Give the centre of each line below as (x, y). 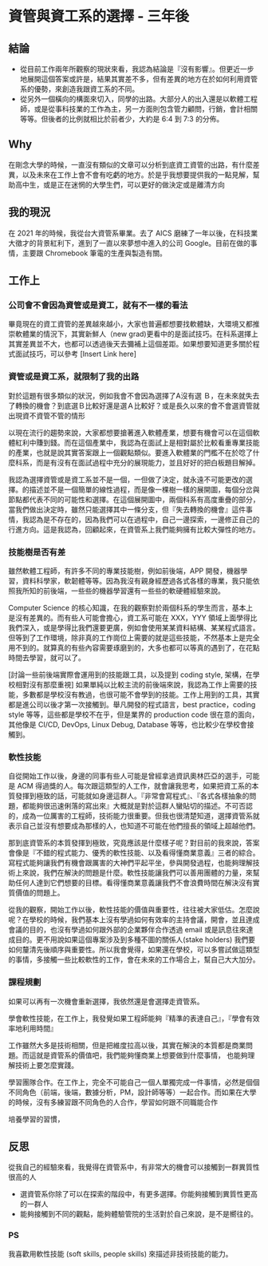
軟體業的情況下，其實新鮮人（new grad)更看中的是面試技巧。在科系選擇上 (136, 334)
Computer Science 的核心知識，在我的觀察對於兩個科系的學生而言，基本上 (131, 607)
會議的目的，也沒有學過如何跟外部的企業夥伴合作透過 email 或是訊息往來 (127, 930)
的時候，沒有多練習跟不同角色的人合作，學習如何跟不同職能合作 (113, 1102)
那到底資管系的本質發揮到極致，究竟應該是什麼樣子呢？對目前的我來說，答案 (134, 843)
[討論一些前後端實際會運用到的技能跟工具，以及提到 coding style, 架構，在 (130, 675)
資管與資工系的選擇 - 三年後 (99, 16)
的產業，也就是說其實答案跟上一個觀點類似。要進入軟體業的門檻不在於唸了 (130, 453)
